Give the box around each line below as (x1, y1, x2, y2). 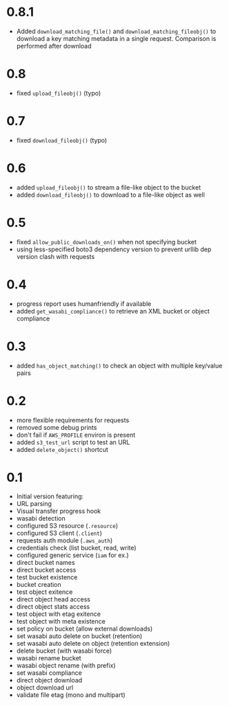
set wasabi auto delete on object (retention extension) (16, 640, 170, 648)
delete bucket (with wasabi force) (16, 646, 112, 655)
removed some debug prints (16, 423, 97, 431)
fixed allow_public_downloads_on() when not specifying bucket (16, 237, 197, 246)
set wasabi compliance (16, 669, 82, 677)
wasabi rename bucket (16, 654, 81, 662)
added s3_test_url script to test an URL (16, 437, 130, 446)
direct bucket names (16, 559, 75, 567)
